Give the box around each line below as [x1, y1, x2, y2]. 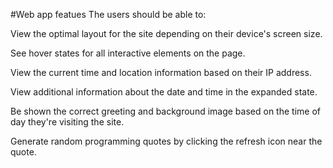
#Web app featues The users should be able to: [10, 9, 207, 20]
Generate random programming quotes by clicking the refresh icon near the [10, 135, 323, 147]
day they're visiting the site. [10, 116, 125, 128]
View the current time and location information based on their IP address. [10, 67, 312, 78]
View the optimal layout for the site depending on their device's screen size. [10, 28, 323, 39]
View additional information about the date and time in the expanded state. [10, 86, 318, 98]
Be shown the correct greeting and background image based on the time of [10, 105, 321, 117]
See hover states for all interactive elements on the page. [10, 47, 246, 59]
